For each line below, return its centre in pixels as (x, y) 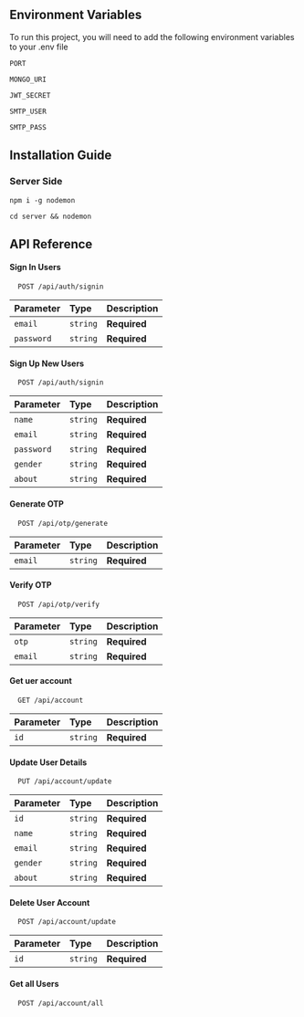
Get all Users (34, 983)
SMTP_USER (28, 111)
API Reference (51, 244)
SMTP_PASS (28, 127)
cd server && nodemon (51, 216)
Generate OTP (37, 503)
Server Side (36, 182)
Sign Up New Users (47, 363)
